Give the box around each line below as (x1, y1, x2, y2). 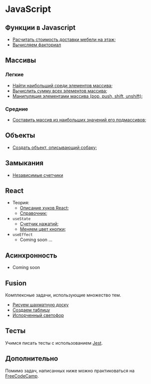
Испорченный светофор (12, 312, 64, 318)
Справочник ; (19, 210, 48, 216)
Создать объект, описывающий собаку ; (12, 144, 97, 150)
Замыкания (5, 159, 44, 167)
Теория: (12, 200, 29, 206)
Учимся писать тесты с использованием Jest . (5, 340, 103, 346)
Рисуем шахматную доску (12, 302, 69, 308)
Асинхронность (5, 251, 57, 259)
